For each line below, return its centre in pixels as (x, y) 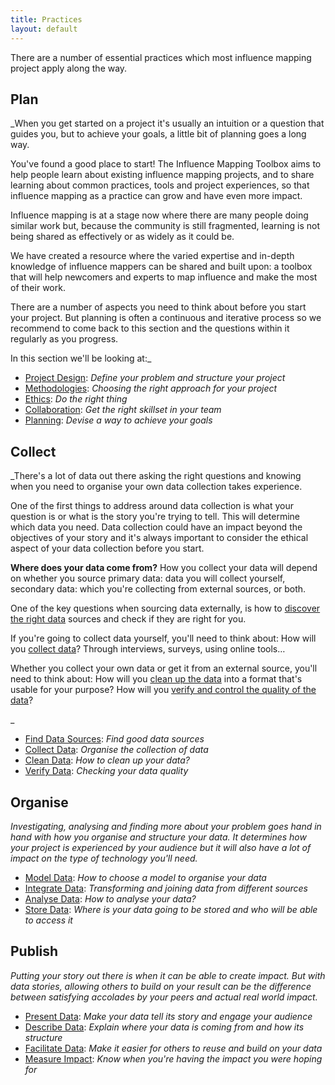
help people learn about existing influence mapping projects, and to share (162, 175)
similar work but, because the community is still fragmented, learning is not (165, 226)
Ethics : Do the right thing (76, 399)
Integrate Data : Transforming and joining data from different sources (166, 888)
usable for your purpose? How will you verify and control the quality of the (163, 690)
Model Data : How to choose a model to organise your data (145, 877)
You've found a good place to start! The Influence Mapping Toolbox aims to (166, 164)
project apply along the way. (69, 68)
